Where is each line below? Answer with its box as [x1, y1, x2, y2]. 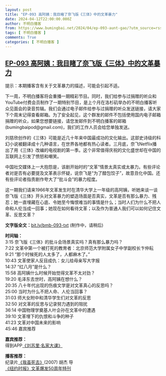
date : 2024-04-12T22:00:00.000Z [5, 16, 72, 21]
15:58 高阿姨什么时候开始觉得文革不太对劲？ [5, 270, 95, 276]
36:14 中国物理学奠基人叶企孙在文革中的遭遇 [5, 307, 96, 313]
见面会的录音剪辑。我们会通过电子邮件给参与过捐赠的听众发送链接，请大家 [9, 105, 161, 112]
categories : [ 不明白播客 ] [5, 40, 59, 45]
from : [5, 26, 16, 31]
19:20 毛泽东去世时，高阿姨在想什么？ [5, 276, 83, 282]
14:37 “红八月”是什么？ [5, 263, 52, 269]
